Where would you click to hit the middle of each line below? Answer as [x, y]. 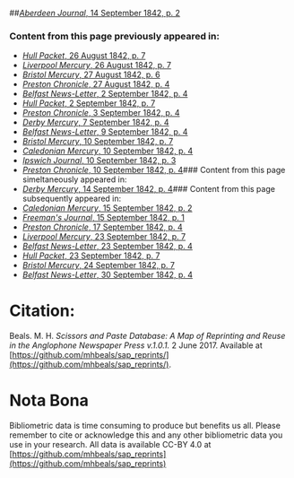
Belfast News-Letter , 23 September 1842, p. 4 [107, 247]
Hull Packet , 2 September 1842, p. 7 [89, 103]
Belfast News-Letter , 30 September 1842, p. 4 [108, 275]
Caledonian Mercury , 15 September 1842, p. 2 [107, 208]
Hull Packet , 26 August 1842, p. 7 [84, 56]
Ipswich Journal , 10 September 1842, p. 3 [99, 161]
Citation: [42, 311]
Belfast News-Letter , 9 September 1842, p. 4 [105, 132]
